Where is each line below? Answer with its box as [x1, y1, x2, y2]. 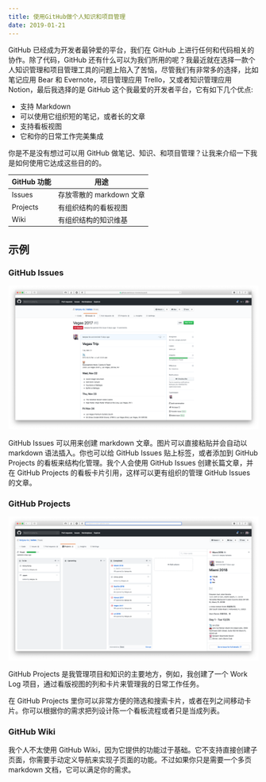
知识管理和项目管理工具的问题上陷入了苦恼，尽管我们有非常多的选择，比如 [14, 64, 259, 75]
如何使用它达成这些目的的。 [14, 158, 106, 167]
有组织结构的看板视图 [58, 202, 129, 212]
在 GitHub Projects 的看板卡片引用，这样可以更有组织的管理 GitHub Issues [8, 468, 251, 477]
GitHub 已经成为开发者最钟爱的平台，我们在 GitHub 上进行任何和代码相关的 [8, 44, 255, 55]
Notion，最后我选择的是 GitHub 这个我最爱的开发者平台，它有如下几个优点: [8, 84, 254, 94]
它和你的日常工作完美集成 [19, 131, 104, 140]
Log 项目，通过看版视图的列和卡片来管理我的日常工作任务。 [8, 679, 204, 689]
